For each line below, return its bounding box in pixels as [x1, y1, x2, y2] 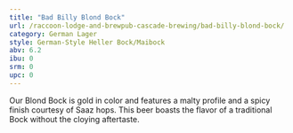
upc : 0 [9, 71, 34, 80]
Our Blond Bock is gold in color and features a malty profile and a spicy [9, 95, 271, 106]
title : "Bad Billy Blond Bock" [9, 12, 126, 22]
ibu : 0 [9, 54, 34, 63]
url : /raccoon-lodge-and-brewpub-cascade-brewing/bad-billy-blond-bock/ [9, 21, 285, 30]
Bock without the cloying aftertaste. [9, 113, 140, 124]
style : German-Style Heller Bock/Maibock [9, 37, 166, 47]
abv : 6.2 [9, 46, 42, 55]
